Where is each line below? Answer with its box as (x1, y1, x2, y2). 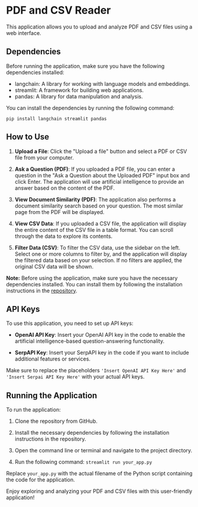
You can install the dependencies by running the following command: (6, 104, 174, 111)
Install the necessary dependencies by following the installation (14, 429, 170, 436)
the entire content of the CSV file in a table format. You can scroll (14, 226, 173, 233)
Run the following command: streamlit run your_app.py (14, 458, 152, 465)
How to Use (6, 132, 50, 142)
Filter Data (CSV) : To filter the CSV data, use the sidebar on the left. (14, 244, 180, 251)
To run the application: (6, 406, 61, 413)
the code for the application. (6, 476, 75, 483)
